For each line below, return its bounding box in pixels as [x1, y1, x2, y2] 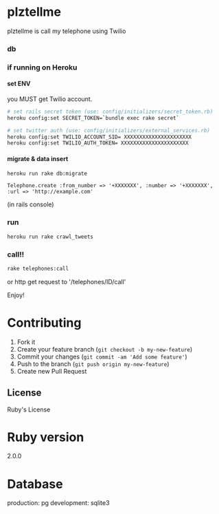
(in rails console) [7, 200, 54, 208]
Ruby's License [7, 405, 51, 414]
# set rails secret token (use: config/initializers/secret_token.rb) [7, 108, 214, 115]
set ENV [7, 80, 31, 88]
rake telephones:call [7, 265, 69, 272]
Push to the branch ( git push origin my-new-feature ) [16, 359, 170, 368]
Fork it [16, 338, 36, 346]
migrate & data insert [7, 154, 69, 162]
